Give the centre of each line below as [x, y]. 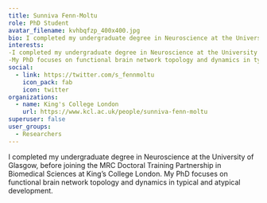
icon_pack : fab [48, 82]
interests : [26, 45]
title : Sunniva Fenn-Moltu [53, 16]
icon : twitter [46, 90]
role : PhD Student [39, 23]
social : [21, 68]
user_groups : [30, 127]
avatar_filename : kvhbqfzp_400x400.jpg [74, 30]
